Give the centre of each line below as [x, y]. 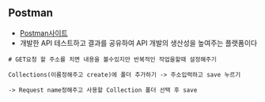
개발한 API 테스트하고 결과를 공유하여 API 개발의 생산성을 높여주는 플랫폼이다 [138, 43]
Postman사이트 [44, 33]
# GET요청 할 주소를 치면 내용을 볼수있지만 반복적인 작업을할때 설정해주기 [113, 59]
